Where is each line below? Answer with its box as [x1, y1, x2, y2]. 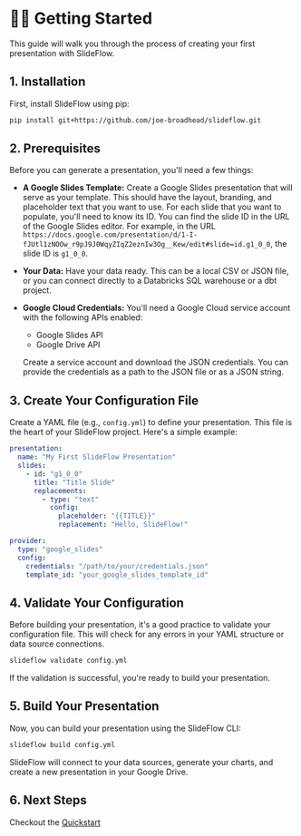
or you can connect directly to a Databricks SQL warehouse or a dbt [22, 276, 277, 287]
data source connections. [9, 638, 105, 649]
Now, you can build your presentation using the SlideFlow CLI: [9, 723, 242, 734]
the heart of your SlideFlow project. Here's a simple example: [9, 426, 238, 438]
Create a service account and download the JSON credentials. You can [22, 357, 288, 368]
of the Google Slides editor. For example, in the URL [22, 221, 216, 232]
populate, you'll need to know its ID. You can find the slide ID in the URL [22, 211, 290, 222]
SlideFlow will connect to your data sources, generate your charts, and [9, 756, 274, 767]
